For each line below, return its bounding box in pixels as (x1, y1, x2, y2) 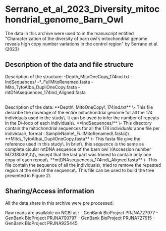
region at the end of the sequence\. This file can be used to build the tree (5, 167, 155, 173)
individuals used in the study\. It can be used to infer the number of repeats (5, 115, 160, 121)
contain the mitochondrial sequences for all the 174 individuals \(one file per (5, 125, 160, 131)
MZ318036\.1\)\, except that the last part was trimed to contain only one (5, 151, 151, 157)
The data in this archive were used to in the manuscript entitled (5, 30, 134, 36)
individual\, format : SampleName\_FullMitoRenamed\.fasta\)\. (5, 130, 131, 137)
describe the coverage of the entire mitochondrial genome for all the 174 (5, 109, 153, 115)
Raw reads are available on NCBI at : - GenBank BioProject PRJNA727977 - (5, 209, 159, 216)
